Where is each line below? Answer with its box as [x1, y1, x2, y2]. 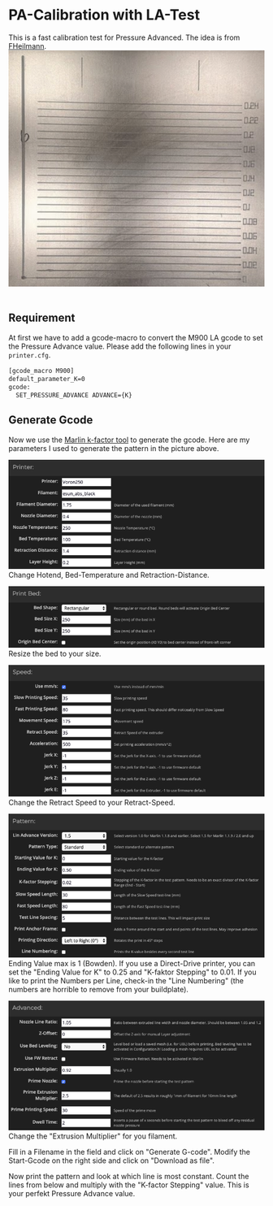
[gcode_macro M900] [8, 367, 75, 375]
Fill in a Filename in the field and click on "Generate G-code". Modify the [8, 1147, 250, 1157]
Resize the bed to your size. [8, 649, 102, 659]
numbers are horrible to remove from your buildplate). [8, 985, 189, 995]
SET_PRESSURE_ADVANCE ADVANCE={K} [15, 391, 132, 399]
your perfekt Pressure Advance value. [8, 1189, 136, 1199]
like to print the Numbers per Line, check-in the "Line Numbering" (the [8, 976, 244, 986]
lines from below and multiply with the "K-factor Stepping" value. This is [8, 1180, 249, 1190]
